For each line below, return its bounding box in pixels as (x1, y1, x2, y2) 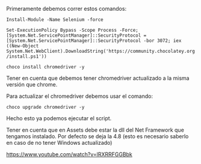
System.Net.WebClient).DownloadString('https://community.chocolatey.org (6, 48, 196, 54)
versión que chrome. (6, 81, 58, 88)
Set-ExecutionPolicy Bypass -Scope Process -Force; (6, 27, 138, 33)
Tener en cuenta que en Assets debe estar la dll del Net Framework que (6, 126, 185, 133)
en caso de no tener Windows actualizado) (6, 139, 113, 146)
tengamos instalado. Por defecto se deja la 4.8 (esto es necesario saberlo (6, 133, 189, 140)
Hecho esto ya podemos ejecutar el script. (6, 115, 112, 122)
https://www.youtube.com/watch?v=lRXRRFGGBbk (6, 151, 132, 158)
